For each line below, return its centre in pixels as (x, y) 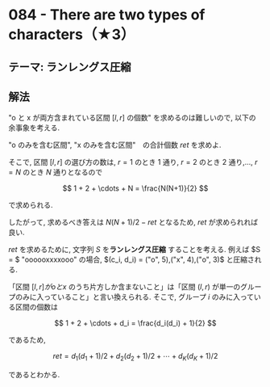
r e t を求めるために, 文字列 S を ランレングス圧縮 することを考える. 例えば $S (134, 250)
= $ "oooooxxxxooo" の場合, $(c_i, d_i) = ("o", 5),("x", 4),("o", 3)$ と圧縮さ (132, 259)
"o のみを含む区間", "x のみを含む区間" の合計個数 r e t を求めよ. (115, 145)
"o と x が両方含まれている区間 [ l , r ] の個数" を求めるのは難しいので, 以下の (132, 118)
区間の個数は (36, 307)
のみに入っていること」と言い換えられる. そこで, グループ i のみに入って (134, 297)
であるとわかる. (34, 375)
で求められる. (31, 205)
